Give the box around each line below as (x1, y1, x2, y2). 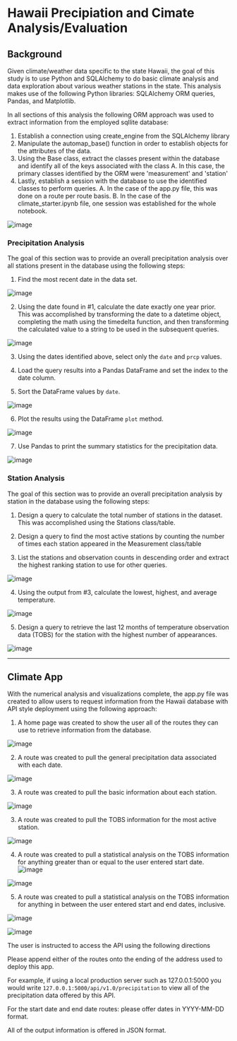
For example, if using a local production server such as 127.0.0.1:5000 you (7, 976, 222, 985)
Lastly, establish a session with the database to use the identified (17, 177, 207, 185)
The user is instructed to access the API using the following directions (7, 941, 210, 950)
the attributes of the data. (17, 147, 92, 155)
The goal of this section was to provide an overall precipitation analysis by (7, 489, 223, 498)
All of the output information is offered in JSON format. (7, 1026, 167, 1035)
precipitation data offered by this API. (7, 991, 116, 1000)
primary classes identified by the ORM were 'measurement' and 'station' (17, 169, 229, 177)
